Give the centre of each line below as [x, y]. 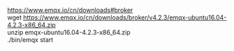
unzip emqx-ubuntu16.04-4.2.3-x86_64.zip [69, 32]
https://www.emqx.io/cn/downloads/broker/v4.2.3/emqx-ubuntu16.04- [125, 17]
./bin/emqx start [30, 40]
